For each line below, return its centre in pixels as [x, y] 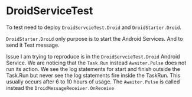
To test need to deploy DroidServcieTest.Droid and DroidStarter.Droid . [94, 27]
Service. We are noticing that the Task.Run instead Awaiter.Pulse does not [96, 63]
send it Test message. [33, 45]
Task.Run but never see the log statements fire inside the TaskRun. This [93, 75]
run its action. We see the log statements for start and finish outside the [93, 69]
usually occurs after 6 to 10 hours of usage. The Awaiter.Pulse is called [93, 82]
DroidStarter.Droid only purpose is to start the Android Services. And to [95, 38]
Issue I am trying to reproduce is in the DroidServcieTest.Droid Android [93, 56]
